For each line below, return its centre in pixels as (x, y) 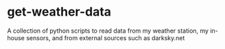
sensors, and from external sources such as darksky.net (106, 37)
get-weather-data (59, 12)
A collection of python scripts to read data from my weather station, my (108, 31)
